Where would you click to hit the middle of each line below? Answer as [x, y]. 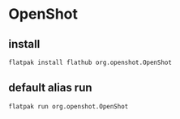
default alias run [50, 88]
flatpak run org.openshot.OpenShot [69, 106]
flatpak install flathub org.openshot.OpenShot [90, 62]
